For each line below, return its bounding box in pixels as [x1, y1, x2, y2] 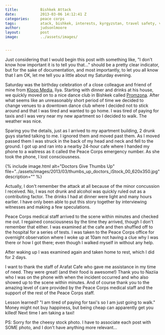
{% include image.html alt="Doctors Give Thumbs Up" [5, 163, 115, 169]
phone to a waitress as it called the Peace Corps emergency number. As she [5, 148, 160, 155]
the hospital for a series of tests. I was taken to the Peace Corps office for [5, 229, 155, 235]
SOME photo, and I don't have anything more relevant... [5, 324, 117, 330]
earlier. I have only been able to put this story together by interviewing [5, 199, 147, 205]
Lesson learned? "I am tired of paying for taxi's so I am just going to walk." [5, 299, 156, 305]
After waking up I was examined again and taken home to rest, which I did [5, 249, 155, 255]
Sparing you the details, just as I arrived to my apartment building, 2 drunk [5, 128, 155, 133]
